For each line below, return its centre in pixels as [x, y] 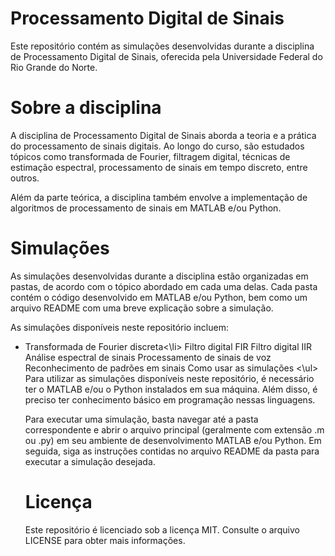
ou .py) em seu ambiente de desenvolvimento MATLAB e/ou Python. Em [173, 440]
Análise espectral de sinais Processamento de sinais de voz [148, 357]
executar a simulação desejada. [90, 461]
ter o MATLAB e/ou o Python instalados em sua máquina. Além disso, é [171, 389]
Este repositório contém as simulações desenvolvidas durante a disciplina [162, 46]
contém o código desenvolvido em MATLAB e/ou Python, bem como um [159, 297]
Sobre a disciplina [86, 108]
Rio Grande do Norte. [54, 67]
